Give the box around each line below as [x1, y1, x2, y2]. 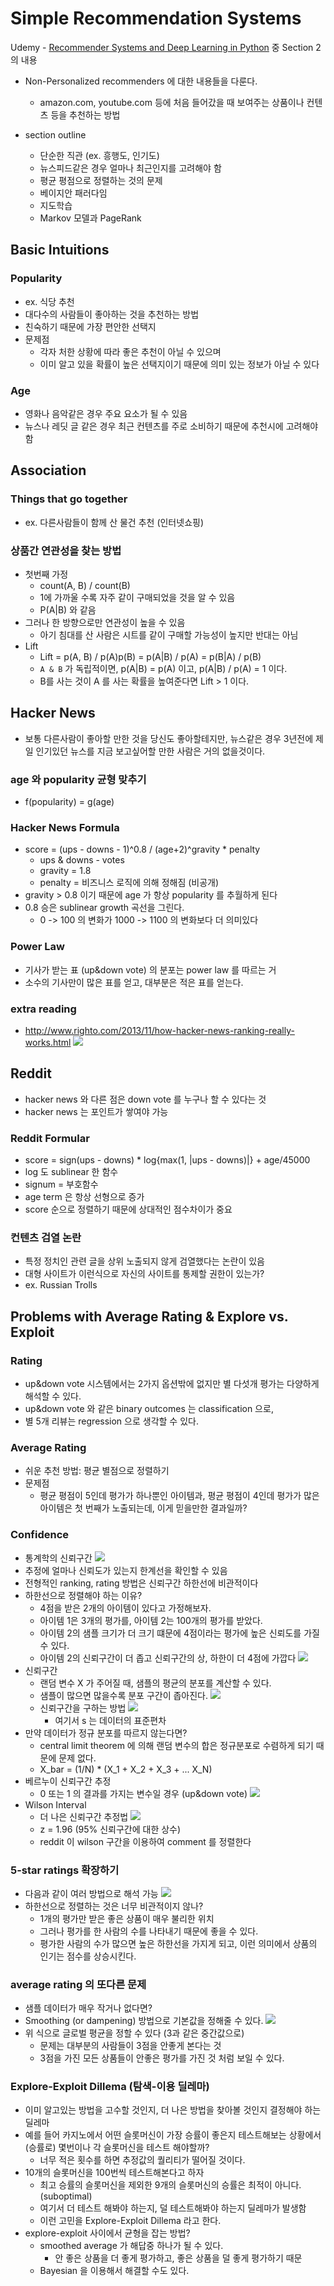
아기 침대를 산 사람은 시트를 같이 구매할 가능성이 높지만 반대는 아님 [39, 628, 299, 641]
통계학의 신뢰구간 [24, 1552, 93, 1564]
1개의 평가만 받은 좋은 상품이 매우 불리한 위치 [39, 1912, 215, 1924]
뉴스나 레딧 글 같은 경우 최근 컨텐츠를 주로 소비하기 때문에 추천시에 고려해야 [24, 420, 319, 432]
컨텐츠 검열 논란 [10, 1230, 82, 1244]
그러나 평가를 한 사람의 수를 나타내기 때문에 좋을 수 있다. [39, 1925, 259, 1937]
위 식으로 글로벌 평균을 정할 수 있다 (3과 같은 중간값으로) [24, 2027, 245, 2039]
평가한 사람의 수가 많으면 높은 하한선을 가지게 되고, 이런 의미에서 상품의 [39, 1937, 318, 1949]
